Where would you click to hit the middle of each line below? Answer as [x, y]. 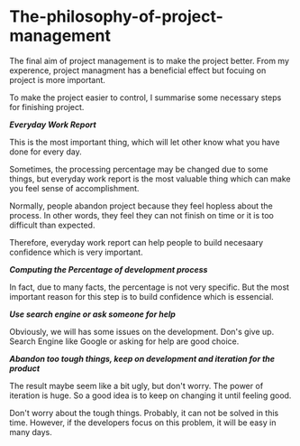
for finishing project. [47, 107]
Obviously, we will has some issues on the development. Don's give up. [142, 331]
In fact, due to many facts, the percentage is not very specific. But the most [150, 287]
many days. [31, 432]
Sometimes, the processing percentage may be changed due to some [139, 169]
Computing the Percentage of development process [109, 269]
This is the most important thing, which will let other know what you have [145, 142]
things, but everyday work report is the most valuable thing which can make [150, 179]
